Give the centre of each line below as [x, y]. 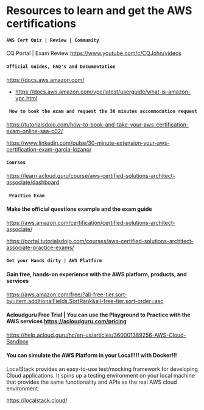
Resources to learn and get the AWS [99, 11]
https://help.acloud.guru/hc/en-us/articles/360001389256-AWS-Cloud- [97, 335]
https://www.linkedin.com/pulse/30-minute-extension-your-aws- [88, 143]
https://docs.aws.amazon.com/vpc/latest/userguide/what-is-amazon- [103, 92]
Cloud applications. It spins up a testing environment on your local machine [101, 375]
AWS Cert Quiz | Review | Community [53, 40]
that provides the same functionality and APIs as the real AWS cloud [92, 382]
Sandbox [17, 341]
